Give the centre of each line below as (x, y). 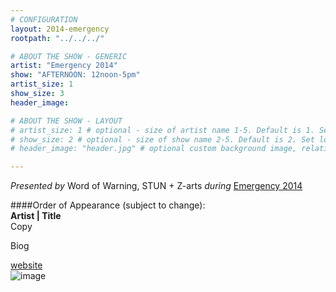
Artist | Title (36, 216)
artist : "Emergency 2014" (64, 66)
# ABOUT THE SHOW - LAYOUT (66, 121)
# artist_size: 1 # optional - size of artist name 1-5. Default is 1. (162, 130)
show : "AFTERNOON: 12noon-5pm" (75, 75)
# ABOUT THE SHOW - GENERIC (69, 56)
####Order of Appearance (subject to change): (108, 205)
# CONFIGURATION (44, 19)
